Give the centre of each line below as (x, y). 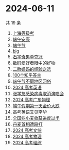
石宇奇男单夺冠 (27, 56)
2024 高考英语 (27, 87)
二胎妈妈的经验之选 (32, 69)
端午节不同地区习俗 (32, 81)
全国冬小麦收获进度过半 (36, 118)
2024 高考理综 (27, 142)
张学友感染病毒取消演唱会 (38, 93)
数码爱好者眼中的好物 (34, 63)
